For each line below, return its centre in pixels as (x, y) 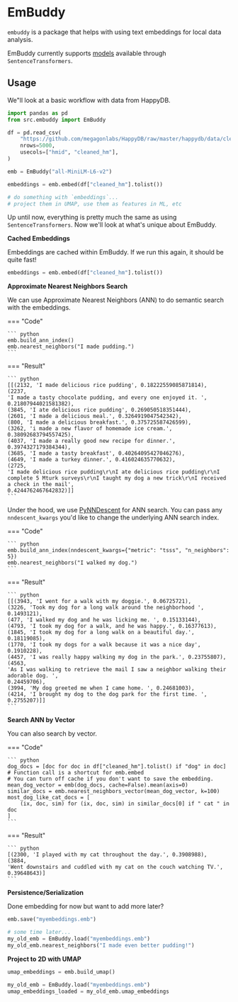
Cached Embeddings (39, 239)
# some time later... (39, 933)
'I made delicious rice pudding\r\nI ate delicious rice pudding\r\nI (114, 472)
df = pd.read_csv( (34, 133)
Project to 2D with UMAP (44, 959)
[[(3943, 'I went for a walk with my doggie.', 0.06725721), (100, 602)
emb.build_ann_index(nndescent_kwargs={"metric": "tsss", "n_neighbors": (119, 551)
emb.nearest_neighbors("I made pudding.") (71, 347)
